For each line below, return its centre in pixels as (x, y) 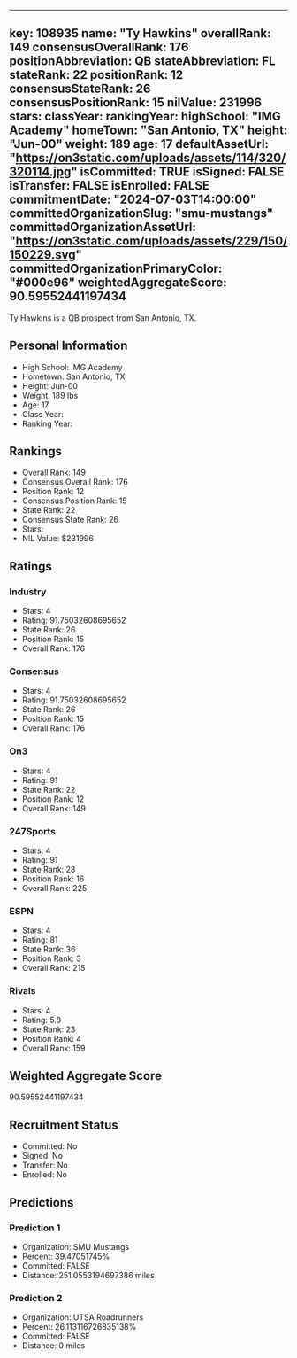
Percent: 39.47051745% (66, 1256)
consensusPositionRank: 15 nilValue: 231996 (136, 103)
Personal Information (69, 346)
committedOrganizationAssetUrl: (103, 227)
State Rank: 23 (49, 1029)
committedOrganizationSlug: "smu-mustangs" (141, 213)
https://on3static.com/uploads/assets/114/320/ (151, 158)
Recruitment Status (64, 1125)
